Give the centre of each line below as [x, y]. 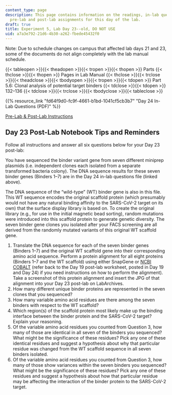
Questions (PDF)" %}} [38, 106]
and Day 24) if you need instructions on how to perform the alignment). [88, 273]
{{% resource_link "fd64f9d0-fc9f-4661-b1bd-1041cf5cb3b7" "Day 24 [79, 101]
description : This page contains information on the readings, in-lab [82, 15]
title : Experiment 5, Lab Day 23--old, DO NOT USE [60, 29]
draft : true [18, 24]
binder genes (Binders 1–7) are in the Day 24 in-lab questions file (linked [81, 176]
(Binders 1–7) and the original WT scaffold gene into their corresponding [89, 251]
